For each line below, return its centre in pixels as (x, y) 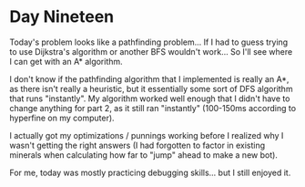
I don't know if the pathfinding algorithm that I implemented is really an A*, (149, 78)
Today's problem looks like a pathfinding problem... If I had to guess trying (149, 42)
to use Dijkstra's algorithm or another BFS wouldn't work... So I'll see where (151, 51)
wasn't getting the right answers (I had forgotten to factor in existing (137, 145)
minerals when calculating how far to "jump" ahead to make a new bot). (143, 155)
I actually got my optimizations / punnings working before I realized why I (147, 135)
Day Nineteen (62, 17)
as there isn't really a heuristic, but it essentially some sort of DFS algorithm (151, 88)
